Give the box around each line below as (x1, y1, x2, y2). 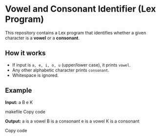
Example (5, 86, 32, 95)
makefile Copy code (5, 108, 45, 115)
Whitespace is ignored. (12, 72, 59, 78)
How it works (5, 49, 46, 57)
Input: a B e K (5, 99, 33, 105)
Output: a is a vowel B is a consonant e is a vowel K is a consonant (5, 118, 140, 124)
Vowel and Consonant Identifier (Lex (5, 3, 156, 15)
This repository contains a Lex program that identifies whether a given (5, 30, 146, 35)
